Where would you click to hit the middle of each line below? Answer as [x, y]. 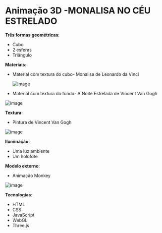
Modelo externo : [23, 166]
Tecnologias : [19, 195]
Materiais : [16, 64]
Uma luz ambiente [31, 151]
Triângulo [22, 55]
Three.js [21, 225]
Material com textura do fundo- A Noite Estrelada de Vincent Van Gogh [85, 93]
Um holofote [25, 156]
